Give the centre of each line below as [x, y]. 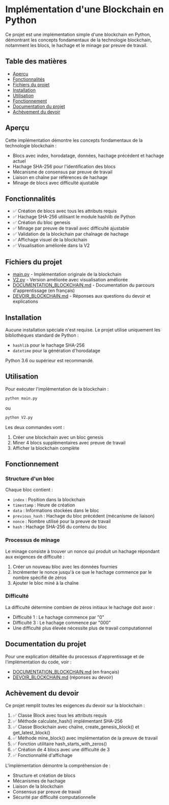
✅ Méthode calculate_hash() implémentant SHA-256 [68, 721]
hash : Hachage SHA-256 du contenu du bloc [60, 527]
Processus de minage [33, 540]
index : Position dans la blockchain [49, 500]
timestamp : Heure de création [44, 505]
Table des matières [36, 62]
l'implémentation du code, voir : [38, 662]
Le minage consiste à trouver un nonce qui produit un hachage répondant [82, 551]
